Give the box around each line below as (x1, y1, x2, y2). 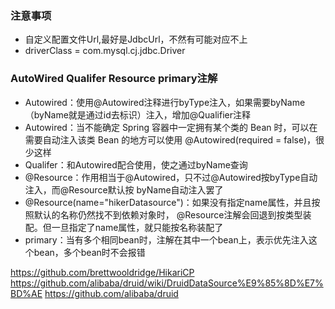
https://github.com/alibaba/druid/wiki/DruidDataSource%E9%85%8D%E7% (10, 277, 324, 289)
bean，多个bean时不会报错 (33, 246, 146, 258)
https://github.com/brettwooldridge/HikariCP (10, 266, 195, 278)
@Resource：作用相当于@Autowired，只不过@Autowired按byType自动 (24, 171, 318, 183)
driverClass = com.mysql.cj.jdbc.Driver (24, 45, 186, 57)
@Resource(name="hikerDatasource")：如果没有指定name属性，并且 (24, 196, 312, 208)
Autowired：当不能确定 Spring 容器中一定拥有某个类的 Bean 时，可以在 (24, 121, 318, 133)
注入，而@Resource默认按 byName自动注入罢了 (24, 183, 224, 196)
